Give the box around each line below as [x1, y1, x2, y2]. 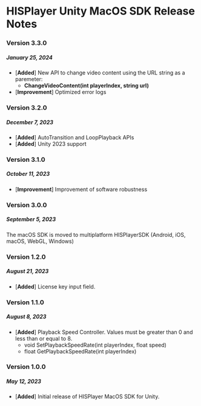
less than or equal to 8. [15, 334, 73, 342]
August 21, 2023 [6, 268, 49, 275]
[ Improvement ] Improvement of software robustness [15, 185, 148, 193]
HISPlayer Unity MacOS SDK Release [6, 4, 196, 18]
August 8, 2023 [6, 313, 47, 321]
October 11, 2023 [6, 170, 50, 178]
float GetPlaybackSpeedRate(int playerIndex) [24, 347, 137, 355]
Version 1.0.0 [6, 362, 46, 371]
